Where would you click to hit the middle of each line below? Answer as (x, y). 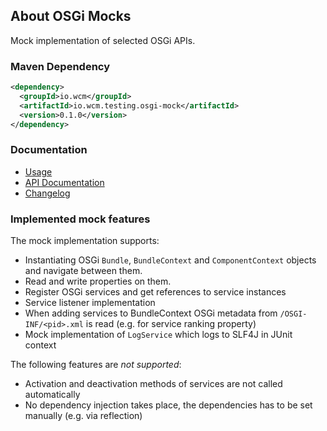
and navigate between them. (83, 271)
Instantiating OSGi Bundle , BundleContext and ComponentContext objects (170, 260)
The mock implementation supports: (85, 241)
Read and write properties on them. (98, 281)
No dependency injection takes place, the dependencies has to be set (168, 405)
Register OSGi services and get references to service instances (155, 292)
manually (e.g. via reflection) (83, 416)
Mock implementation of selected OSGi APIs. (103, 40)
